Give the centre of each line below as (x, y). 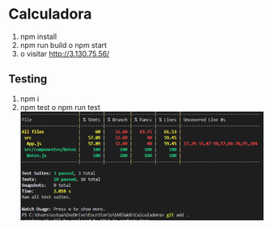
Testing (28, 79)
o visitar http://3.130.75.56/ (65, 53)
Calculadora (50, 14)
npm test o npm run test (60, 107)
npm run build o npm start (64, 45)
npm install (38, 36)
